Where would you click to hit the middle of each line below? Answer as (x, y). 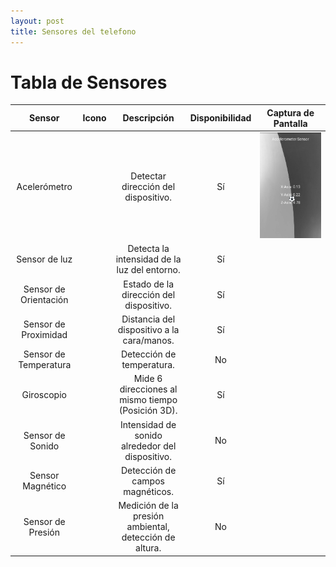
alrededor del (148, 446)
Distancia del (148, 319)
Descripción (148, 118)
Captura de (290, 112)
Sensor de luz (44, 259)
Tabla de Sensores (89, 82)
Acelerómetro (44, 186)
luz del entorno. (148, 270)
